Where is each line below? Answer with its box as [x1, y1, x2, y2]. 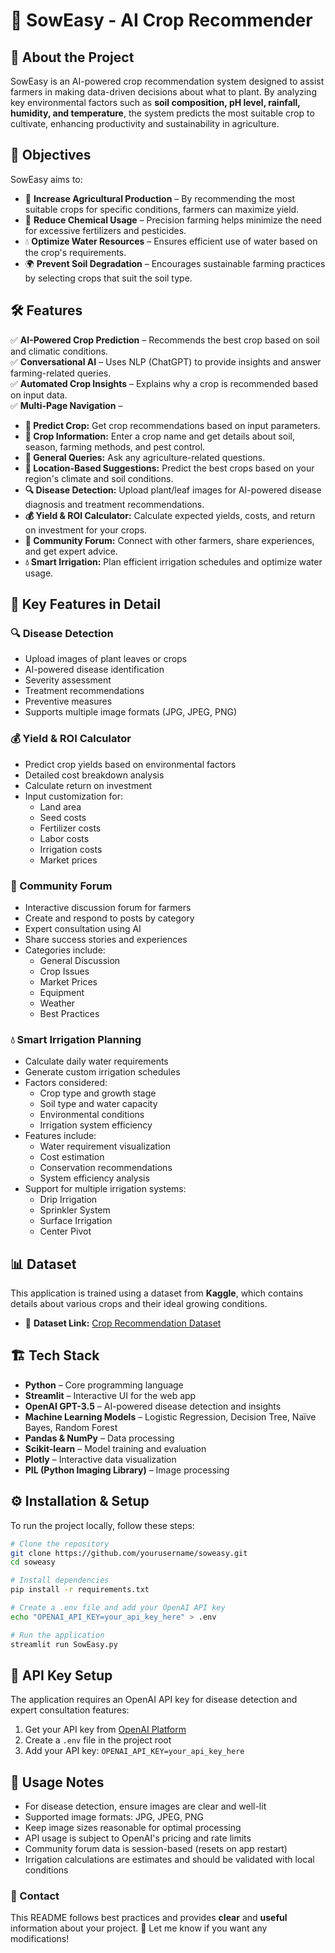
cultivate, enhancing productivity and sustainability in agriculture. [10, 118, 280, 129]
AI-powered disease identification [24, 664, 165, 676]
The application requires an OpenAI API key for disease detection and [10, 1694, 298, 1706]
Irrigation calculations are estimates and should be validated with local [24, 1854, 315, 1866]
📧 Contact [10, 1889, 60, 1903]
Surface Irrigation [39, 1215, 113, 1227]
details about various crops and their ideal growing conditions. [10, 1298, 268, 1310]
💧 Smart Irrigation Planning [10, 1032, 142, 1046]
